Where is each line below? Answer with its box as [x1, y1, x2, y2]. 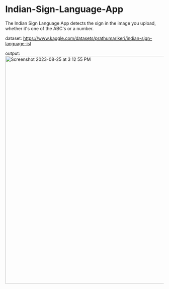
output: [5, 50, 20, 56]
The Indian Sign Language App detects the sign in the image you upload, [5, 20, 156, 26]
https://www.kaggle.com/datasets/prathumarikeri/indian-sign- [23, 35, 152, 41]
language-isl [5, 40, 31, 46]
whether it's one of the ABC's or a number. [5, 25, 94, 31]
